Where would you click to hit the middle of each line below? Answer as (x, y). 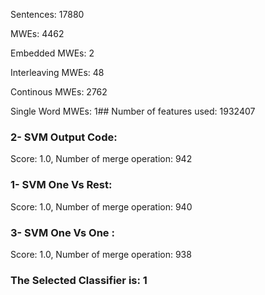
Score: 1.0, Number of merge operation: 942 (101, 159)
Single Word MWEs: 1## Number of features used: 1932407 (133, 111)
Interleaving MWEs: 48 (57, 72)
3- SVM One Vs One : (62, 232)
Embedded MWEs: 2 (52, 53)
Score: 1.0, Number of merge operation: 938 (101, 254)
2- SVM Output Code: (64, 137)
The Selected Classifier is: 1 (79, 280)
